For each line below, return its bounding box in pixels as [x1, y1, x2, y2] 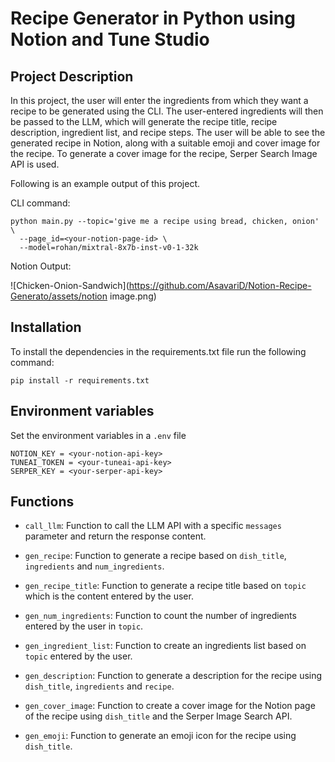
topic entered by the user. [24, 650, 133, 662]
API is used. [10, 158, 60, 170]
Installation [10, 319, 82, 336]
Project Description [10, 68, 134, 85]
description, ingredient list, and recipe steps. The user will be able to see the [10, 127, 326, 138]
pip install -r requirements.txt [10, 375, 150, 386]
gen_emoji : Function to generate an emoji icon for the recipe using [24, 730, 297, 742]
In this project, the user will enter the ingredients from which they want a [10, 95, 309, 106]
